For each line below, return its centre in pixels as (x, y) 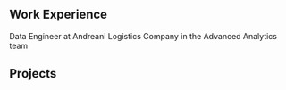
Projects (33, 74)
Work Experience (59, 15)
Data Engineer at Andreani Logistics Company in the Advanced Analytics (143, 36)
